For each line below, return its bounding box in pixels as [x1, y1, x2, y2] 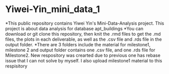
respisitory [5, 63, 28, 69]
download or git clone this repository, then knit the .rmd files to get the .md [5, 31, 161, 37]
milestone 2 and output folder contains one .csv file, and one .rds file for [5, 47, 155, 53]
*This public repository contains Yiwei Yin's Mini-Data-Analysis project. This [5, 20, 164, 26]
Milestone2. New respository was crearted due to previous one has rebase [5, 52, 160, 58]
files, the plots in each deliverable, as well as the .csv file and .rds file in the [5, 36, 162, 42]
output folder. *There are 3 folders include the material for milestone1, [5, 41, 151, 47]
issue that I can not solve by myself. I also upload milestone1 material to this [5, 57, 162, 63]
